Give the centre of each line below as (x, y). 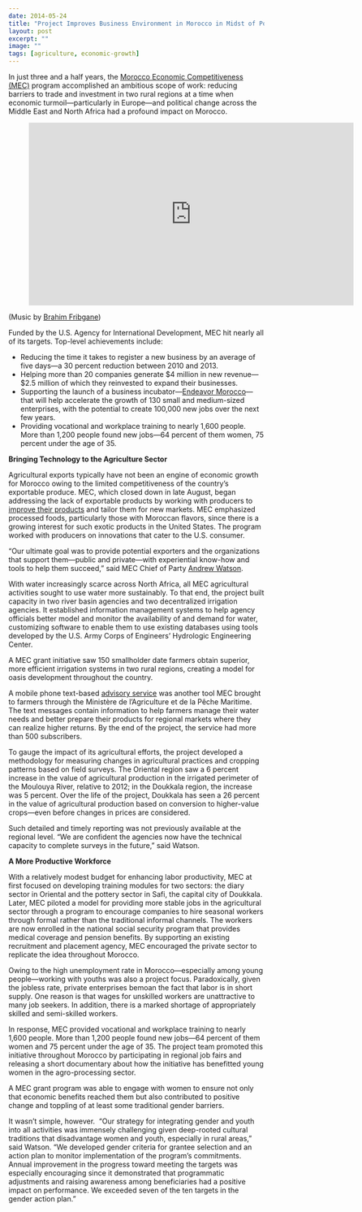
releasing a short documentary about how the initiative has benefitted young (136, 1064)
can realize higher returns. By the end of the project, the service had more (133, 727)
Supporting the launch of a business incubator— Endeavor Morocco (133, 392)
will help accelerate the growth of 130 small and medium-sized (140, 400)
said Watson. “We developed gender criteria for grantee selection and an (130, 1147)
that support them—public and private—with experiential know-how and (129, 560)
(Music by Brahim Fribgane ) (55, 317)
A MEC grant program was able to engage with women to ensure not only (131, 1088)
